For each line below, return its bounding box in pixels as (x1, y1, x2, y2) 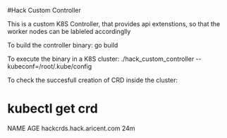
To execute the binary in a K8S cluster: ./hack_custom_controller (7, 54, 195, 63)
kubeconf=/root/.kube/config (7, 62, 92, 70)
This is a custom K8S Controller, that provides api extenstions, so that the (7, 20, 221, 28)
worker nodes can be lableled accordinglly (7, 28, 131, 35)
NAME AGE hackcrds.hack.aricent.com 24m (7, 124, 135, 132)
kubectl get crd (7, 100, 99, 117)
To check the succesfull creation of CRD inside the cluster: (7, 76, 178, 84)
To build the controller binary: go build (7, 41, 118, 49)
